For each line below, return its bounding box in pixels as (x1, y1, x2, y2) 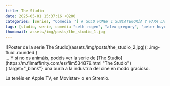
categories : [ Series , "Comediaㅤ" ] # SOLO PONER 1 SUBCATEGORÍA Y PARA (5, 19, 158, 24)
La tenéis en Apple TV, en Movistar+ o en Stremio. (5, 75, 110, 81)
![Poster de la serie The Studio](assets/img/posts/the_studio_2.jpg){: (5, 44, 148, 50)
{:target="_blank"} (5, 66, 44, 72)
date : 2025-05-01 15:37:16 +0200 (5, 13, 76, 19)
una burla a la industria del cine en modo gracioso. (44, 66, 150, 72)
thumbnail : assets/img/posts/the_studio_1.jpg (5, 29, 105, 35)
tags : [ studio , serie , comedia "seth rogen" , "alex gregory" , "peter (5, 24, 155, 29)
